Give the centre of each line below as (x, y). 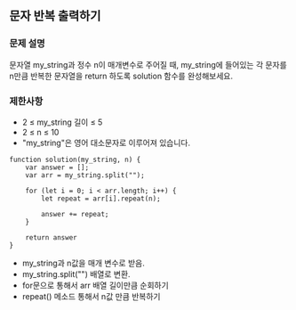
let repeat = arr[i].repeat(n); (101, 199)
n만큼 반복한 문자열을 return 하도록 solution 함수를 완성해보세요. (121, 76)
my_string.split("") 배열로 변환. (76, 273)
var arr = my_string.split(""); (85, 175)
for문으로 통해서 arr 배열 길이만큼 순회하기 (95, 285)
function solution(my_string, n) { (75, 159)
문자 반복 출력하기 (55, 16)
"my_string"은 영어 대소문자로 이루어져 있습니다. (106, 143)
